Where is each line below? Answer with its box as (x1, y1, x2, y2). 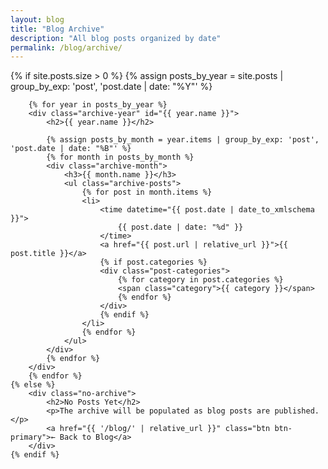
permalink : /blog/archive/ (10, 42, 123, 53)
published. (274, 406, 320, 416)
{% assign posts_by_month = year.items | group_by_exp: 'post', (46, 135, 320, 145)
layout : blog (10, 14, 65, 25)
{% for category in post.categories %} (117, 275, 284, 285)
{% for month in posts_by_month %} (46, 152, 195, 163)
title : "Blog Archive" (10, 24, 105, 34)
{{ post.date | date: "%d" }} (117, 222, 244, 233)
